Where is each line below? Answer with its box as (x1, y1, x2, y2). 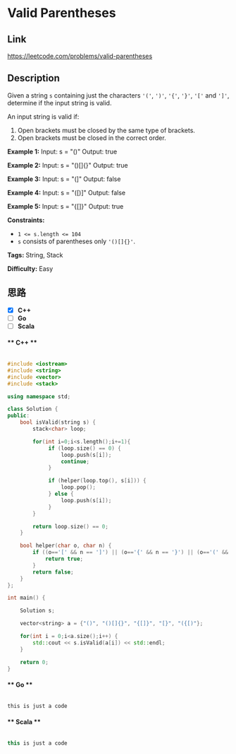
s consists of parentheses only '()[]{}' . (17, 237, 136, 245)
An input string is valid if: (7, 112, 80, 121)
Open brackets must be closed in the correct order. (17, 133, 167, 142)
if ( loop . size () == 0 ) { (48, 444, 121, 452)
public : (7, 412, 30, 419)
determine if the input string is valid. (7, 98, 112, 107)
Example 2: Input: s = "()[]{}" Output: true (7, 161, 128, 169)
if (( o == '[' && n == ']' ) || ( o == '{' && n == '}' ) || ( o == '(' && (32, 549, 229, 556)
